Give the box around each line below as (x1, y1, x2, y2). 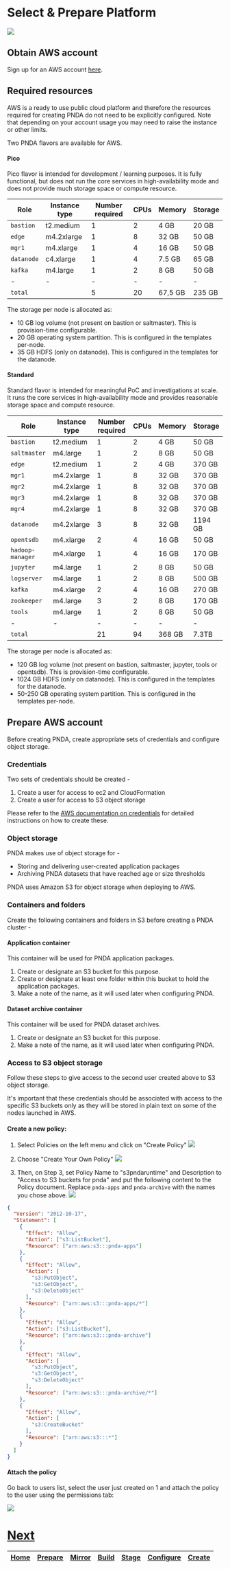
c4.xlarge (45, 254, 76, 264)
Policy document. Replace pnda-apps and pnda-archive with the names (16, 1183, 216, 1191)
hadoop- (10, 546, 36, 554)
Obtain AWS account (7, 47, 98, 59)
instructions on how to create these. (7, 816, 109, 825)
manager (10, 553, 36, 561)
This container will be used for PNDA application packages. (7, 953, 175, 962)
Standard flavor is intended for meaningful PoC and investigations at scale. (7, 386, 218, 394)
